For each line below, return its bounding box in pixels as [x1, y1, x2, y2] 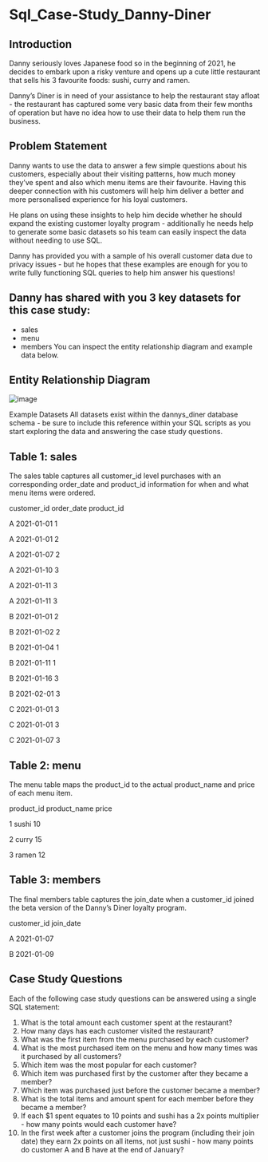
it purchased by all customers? [20, 1051, 122, 1061]
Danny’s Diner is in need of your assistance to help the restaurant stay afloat [9, 91, 260, 101]
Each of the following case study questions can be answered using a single [9, 994, 257, 1003]
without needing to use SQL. [9, 235, 103, 245]
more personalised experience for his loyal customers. [9, 194, 188, 204]
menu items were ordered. [9, 488, 96, 498]
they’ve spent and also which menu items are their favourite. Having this [9, 177, 246, 187]
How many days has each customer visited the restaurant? [20, 1026, 214, 1035]
